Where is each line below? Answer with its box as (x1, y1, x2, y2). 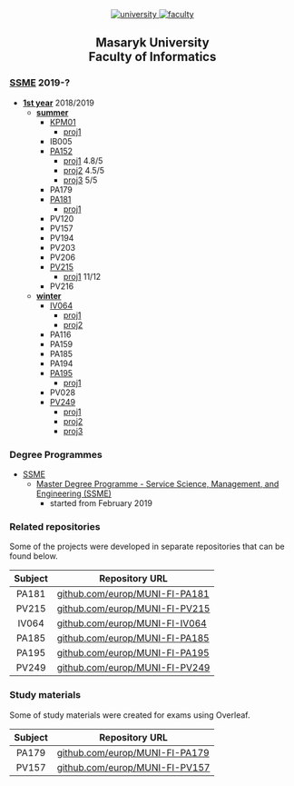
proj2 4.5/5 (63, 164, 105, 175)
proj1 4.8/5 (63, 154, 103, 166)
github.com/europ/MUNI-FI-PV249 (56, 662, 211, 674)
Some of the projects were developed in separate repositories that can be (9, 541, 285, 552)
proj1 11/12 (63, 271, 102, 282)
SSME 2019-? (9, 76, 71, 89)
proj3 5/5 (63, 174, 98, 185)
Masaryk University (94, 35, 211, 51)
